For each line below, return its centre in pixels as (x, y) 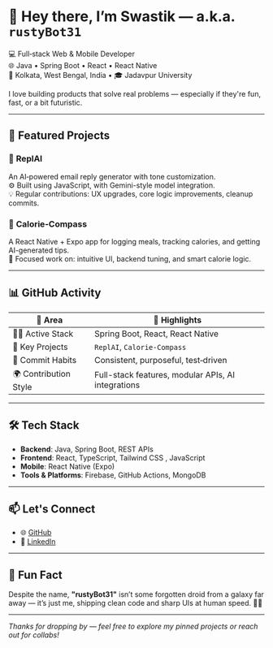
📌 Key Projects (40, 347)
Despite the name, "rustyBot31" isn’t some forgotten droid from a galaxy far (136, 594)
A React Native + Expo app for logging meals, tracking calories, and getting (134, 241)
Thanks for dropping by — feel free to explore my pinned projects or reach (133, 626)
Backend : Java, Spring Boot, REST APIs (87, 449)
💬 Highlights (177, 320)
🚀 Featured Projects (59, 136)
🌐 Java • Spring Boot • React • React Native (83, 65)
